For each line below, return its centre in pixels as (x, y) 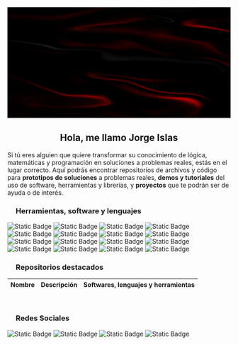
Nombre (23, 284)
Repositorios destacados (59, 267)
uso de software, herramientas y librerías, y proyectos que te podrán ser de (118, 185)
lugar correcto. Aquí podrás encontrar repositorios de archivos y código (112, 170)
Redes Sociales (42, 318)
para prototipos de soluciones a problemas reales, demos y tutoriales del (116, 177)
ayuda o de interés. (35, 192)
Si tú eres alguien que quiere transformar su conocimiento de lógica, (107, 154)
